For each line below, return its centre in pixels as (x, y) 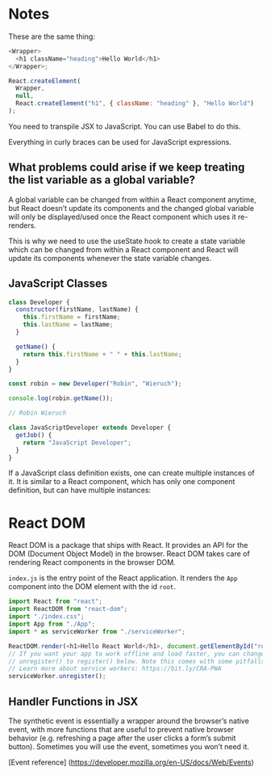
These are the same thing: (52, 36)
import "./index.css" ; (46, 617)
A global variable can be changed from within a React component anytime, (132, 200)
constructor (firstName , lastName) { (77, 310)
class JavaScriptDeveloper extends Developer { (90, 428)
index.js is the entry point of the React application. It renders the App (123, 578)
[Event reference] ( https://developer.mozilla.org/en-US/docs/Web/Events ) (131, 762)
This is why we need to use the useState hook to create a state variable (127, 241)
